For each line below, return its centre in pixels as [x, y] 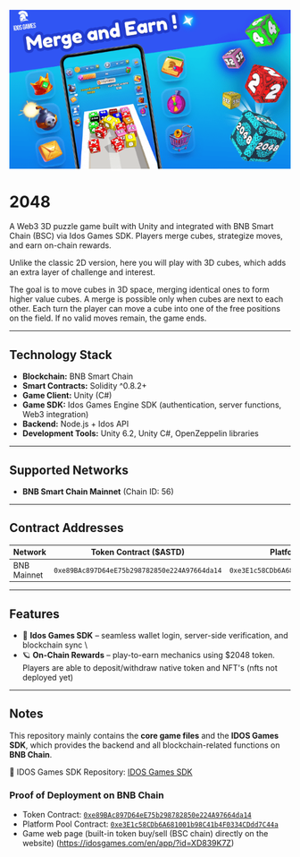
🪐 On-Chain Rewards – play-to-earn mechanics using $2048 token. [148, 655]
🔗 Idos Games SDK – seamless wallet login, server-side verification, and [155, 635]
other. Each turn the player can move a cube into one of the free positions [145, 309]
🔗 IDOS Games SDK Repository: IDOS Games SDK [101, 772]
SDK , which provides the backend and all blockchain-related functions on [145, 745]
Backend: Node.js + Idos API [75, 424]
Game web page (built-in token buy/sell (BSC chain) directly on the [145, 834]
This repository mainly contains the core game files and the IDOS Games [144, 735]
